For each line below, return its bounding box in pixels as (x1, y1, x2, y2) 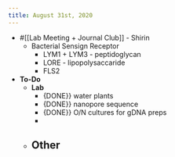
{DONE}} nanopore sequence (42, 99, 139, 109)
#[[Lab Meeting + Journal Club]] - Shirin (19, 33, 151, 42)
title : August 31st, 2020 (8, 11, 93, 20)
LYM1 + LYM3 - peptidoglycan (42, 49, 141, 59)
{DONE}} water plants (42, 91, 114, 100)
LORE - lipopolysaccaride (42, 58, 126, 67)
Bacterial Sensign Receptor (31, 41, 120, 51)
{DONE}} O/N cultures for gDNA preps (42, 107, 167, 117)
